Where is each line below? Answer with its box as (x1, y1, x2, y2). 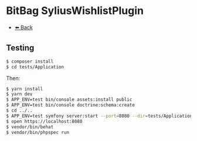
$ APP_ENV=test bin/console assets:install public (6, 97, 133, 103)
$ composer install (6, 59, 54, 64)
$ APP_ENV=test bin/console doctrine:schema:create (6, 102, 135, 108)
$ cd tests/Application (6, 64, 64, 70)
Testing (6, 43, 35, 53)
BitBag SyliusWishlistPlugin (6, 4, 144, 18)
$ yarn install (6, 86, 43, 92)
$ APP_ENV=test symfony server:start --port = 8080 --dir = (6, 113, 148, 119)
